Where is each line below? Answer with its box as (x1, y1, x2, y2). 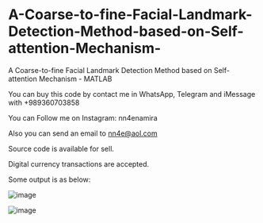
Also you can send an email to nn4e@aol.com (8, 129, 158, 138)
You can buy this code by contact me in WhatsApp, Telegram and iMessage (8, 89, 256, 98)
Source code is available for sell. (8, 144, 115, 153)
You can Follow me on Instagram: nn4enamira (8, 113, 158, 122)
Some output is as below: (8, 175, 91, 184)
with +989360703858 (8, 98, 80, 107)
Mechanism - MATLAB (38, 74, 112, 83)
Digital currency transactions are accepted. (8, 159, 150, 168)
